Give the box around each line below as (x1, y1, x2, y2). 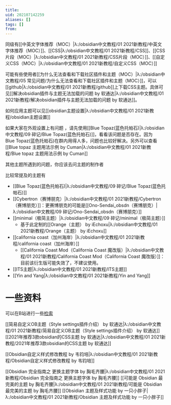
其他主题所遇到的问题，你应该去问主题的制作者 (5, 162, 104, 168)
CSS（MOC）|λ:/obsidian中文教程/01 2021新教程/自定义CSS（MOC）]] (9, 60, 157, 66)
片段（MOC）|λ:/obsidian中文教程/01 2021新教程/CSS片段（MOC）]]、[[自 (5, 54, 161, 60)
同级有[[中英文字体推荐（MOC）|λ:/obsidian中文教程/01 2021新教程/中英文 (5, 41, 162, 48)
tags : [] (5, 21, 24, 27)
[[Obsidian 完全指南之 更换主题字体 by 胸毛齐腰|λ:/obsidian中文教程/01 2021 (5, 369, 165, 375)
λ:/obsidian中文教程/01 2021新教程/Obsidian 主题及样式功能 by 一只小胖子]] (5, 394, 164, 400)
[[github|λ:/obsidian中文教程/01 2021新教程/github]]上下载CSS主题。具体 (5, 84, 159, 90)
